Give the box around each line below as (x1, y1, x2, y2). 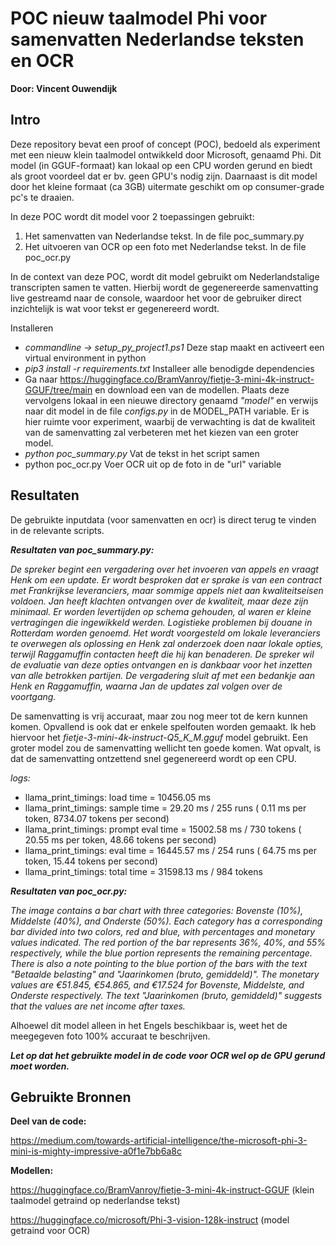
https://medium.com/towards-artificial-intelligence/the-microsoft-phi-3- (10, 1135, 308, 1147)
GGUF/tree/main (24, 383, 93, 396)
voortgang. (10, 690, 57, 702)
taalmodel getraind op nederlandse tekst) (10, 1195, 181, 1207)
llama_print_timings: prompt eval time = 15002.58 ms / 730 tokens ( (24, 823, 302, 835)
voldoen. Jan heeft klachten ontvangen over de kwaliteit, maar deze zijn (10, 595, 309, 607)
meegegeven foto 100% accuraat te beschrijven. (10, 1030, 211, 1042)
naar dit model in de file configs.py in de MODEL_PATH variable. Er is (24, 405, 310, 417)
